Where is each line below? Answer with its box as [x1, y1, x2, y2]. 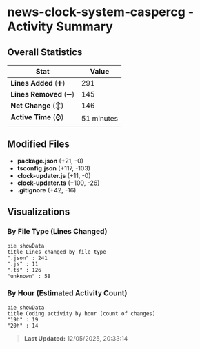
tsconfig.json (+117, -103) [17, 163, 91, 172]
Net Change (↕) [10, 101, 64, 110]
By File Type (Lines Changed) [7, 227, 108, 237]
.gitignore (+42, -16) [17, 186, 77, 194]
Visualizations [7, 206, 70, 218]
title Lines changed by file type [7, 248, 107, 255]
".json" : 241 [7, 255, 48, 261]
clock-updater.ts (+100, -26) [17, 179, 100, 187]
